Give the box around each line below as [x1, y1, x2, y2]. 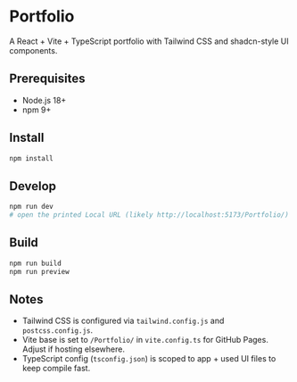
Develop [9, 179, 56, 194]
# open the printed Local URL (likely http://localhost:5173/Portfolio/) [9, 211, 290, 220]
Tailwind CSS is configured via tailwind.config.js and [21, 315, 225, 327]
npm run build [9, 259, 62, 268]
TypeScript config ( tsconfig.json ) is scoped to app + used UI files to [21, 353, 276, 364]
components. [9, 45, 58, 55]
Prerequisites [9, 71, 86, 87]
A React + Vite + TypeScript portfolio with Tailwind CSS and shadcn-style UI [9, 36, 290, 46]
